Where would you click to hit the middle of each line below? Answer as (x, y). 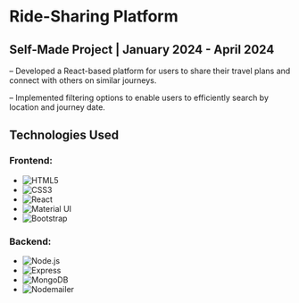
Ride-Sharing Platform (94, 17)
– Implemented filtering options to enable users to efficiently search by (139, 97)
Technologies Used (64, 135)
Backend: (30, 241)
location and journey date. (57, 107)
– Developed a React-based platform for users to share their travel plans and (150, 71)
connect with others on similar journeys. (83, 80)
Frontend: (31, 161)
